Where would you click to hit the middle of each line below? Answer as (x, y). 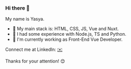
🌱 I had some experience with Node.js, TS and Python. (69, 34)
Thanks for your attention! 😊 (35, 61)
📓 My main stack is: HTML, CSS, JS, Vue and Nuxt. (65, 29)
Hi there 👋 (18, 8)
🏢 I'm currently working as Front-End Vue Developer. (68, 39)
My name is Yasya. (25, 19)
